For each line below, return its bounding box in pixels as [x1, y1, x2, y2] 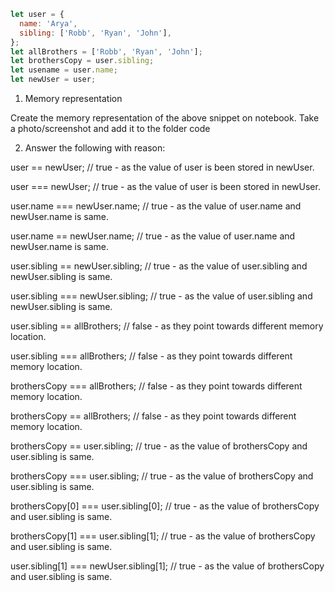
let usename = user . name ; [10, 65, 118, 75]
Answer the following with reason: [24, 142, 166, 154]
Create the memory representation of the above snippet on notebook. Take [10, 112, 320, 124]
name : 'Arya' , [19, 18, 78, 29]
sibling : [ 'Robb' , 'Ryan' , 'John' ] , [19, 28, 172, 38]
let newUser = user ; [10, 75, 97, 85]
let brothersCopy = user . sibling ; [10, 56, 155, 66]
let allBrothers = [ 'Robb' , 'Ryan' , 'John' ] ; [10, 46, 203, 57]
